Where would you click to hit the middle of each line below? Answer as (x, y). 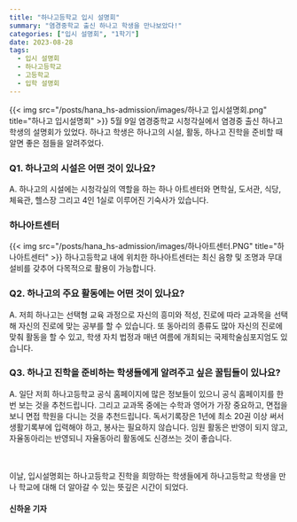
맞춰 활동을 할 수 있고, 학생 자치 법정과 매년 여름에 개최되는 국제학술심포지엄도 (144, 337)
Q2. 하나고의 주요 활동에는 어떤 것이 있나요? (97, 293)
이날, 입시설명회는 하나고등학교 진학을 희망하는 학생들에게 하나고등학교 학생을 (143, 476)
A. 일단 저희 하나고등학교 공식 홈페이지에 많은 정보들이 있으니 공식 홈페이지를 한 (146, 393)
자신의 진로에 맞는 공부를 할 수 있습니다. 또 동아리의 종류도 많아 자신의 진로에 (151, 325)
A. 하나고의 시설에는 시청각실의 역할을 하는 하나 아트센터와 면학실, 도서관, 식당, (145, 189)
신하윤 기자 (28, 509)
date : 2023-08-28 (41, 42)
